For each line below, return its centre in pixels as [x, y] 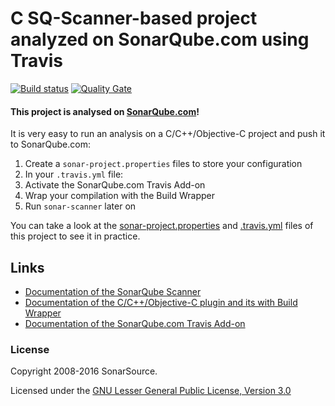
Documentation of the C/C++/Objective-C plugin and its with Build [161, 302]
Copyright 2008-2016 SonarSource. [84, 371]
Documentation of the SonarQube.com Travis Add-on [135, 323]
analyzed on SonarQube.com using [160, 39]
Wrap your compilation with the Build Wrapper [120, 196]
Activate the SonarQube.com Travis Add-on [115, 185]
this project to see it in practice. [75, 236]
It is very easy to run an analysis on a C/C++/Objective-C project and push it [168, 134]
